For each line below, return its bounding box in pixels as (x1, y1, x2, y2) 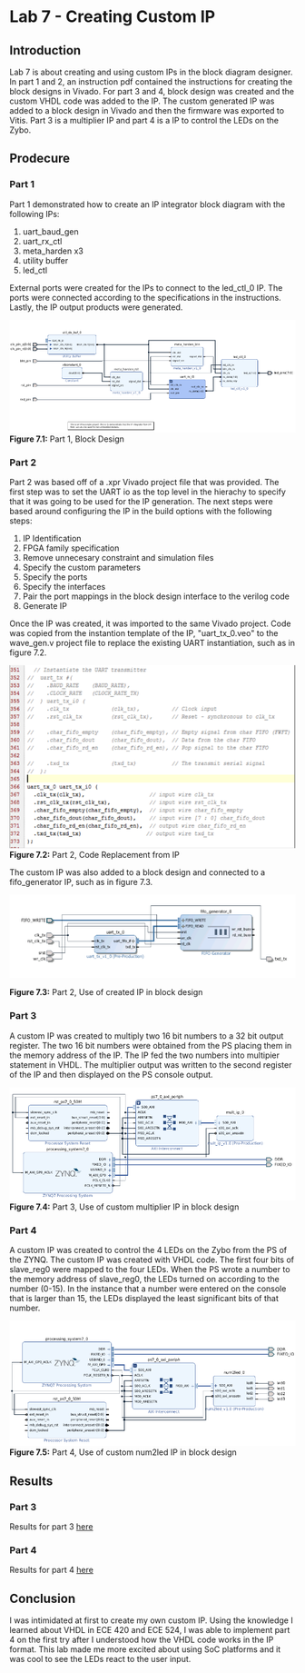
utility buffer (22, 254, 69, 265)
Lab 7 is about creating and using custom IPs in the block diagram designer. (9, 66, 293, 77)
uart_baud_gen (22, 225, 79, 237)
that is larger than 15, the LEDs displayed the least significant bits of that (9, 1293, 280, 1304)
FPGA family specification (22, 543, 120, 553)
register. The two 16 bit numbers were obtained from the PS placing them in (9, 1040, 292, 1051)
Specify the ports (22, 572, 88, 583)
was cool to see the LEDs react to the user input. (9, 1654, 192, 1665)
